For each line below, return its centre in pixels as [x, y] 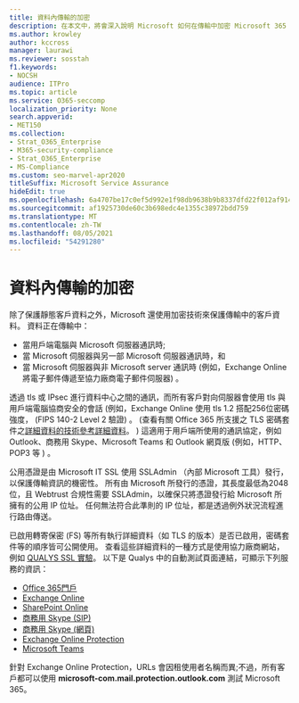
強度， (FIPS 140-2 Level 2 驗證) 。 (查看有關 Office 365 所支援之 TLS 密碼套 [149, 419]
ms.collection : [37, 134]
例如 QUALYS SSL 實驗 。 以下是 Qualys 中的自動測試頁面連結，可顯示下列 [145, 558]
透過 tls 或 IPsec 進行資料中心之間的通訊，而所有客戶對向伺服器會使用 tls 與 [148, 397]
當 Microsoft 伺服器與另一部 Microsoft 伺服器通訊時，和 [124, 356]
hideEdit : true [37, 192]
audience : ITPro [39, 84]
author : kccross [39, 42]
